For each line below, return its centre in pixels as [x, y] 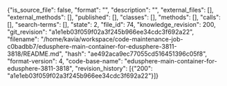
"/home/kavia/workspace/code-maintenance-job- [112, 39]
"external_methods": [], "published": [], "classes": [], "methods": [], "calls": [114, 17]
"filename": [23, 39]
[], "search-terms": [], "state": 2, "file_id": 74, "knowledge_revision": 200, [111, 24]
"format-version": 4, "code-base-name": [65, 61]
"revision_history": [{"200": [114, 68]
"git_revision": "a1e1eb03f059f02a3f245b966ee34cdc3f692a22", [101, 32]
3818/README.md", [35, 54]
